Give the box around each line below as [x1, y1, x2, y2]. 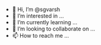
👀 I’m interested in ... [12, 12, 64, 19]
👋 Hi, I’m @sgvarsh [12, 6, 61, 13]
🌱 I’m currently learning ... [12, 19, 78, 26]
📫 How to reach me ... [12, 32, 69, 39]
